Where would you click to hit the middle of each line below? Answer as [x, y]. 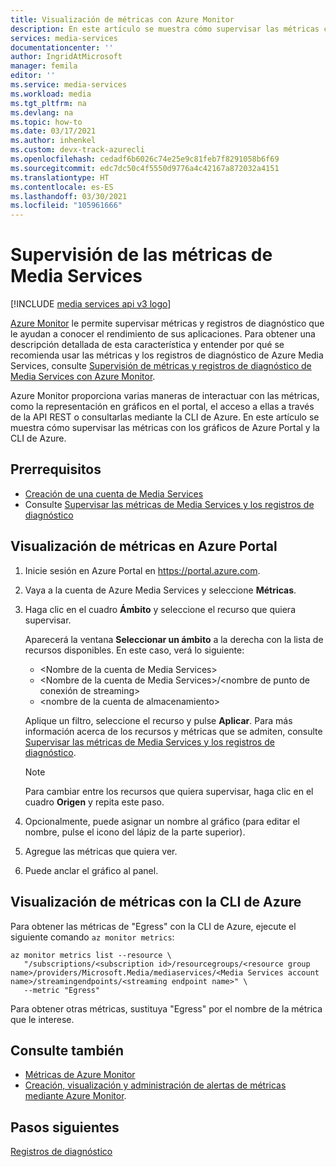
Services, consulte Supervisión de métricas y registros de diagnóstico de [161, 366]
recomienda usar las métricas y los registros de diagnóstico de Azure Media [167, 355]
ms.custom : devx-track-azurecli [77, 150]
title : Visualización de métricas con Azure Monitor [122, 19]
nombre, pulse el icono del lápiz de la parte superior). [135, 832]
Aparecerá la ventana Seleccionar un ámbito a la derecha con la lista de [174, 639]
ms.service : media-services [69, 85]
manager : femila [44, 66]
